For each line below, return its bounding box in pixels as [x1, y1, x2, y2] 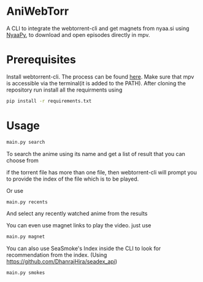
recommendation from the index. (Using [6, 251, 107, 259]
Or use [6, 187, 23, 194]
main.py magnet [6, 233, 45, 240]
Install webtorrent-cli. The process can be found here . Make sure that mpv [6, 72, 194, 80]
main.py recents [6, 198, 48, 205]
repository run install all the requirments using [6, 86, 123, 93]
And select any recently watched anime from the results [6, 210, 148, 217]
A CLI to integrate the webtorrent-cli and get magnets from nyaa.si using [6, 25, 190, 32]
